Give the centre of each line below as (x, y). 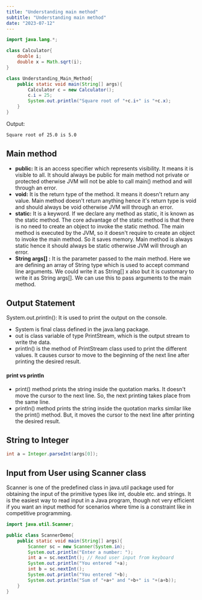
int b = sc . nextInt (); (56, 569)
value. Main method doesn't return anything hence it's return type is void (106, 200)
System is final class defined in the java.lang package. (82, 329)
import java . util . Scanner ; (40, 524)
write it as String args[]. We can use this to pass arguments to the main (103, 278)
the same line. (32, 402)
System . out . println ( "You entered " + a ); (78, 564)
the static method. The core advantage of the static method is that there (104, 220)
